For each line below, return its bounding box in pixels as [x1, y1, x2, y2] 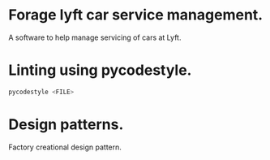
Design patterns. [8, 115, 124, 133]
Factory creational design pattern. [8, 142, 122, 152]
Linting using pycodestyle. [8, 61, 192, 80]
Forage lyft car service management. [8, 6, 264, 24]
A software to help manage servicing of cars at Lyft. [8, 32, 182, 42]
